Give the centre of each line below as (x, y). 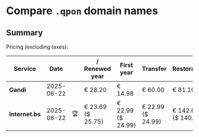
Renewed (97, 69)
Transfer (154, 69)
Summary (25, 33)
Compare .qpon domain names (82, 11)
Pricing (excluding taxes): (37, 47)
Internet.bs (25, 114)
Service (25, 69)
